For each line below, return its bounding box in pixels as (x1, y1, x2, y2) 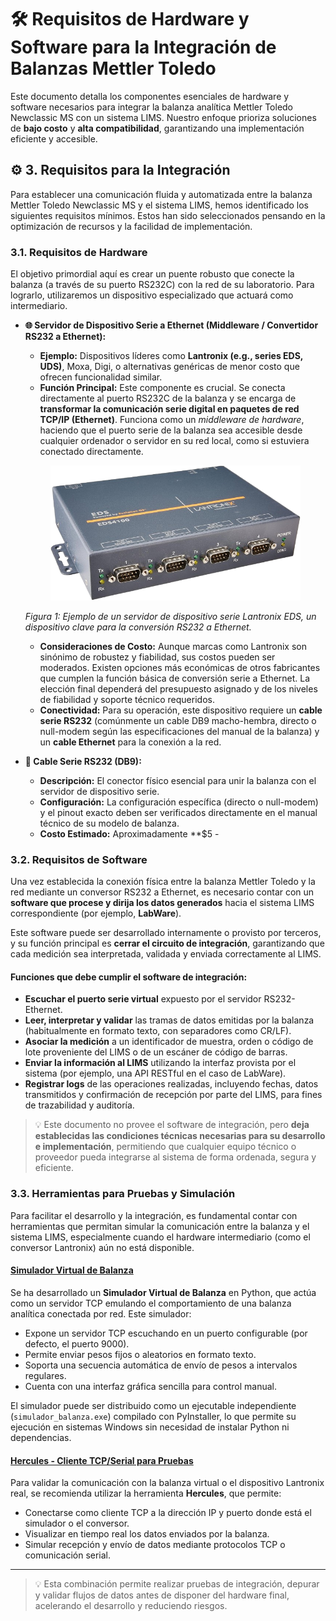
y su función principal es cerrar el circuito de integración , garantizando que (10, 937, 325, 950)
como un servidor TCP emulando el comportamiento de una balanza (10, 1297, 292, 1309)
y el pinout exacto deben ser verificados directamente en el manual (39, 806, 318, 818)
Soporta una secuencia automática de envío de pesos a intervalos (24, 1359, 298, 1371)
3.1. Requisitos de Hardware (10, 245, 148, 259)
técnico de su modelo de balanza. (39, 817, 180, 829)
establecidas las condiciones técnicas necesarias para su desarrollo (34, 1130, 326, 1142)
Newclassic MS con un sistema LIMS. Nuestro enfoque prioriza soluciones (10, 111, 317, 123)
